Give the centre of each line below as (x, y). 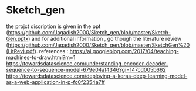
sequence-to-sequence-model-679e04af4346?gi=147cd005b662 (86, 69)
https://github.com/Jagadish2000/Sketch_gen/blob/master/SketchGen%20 (99, 45)
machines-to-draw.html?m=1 (41, 57)
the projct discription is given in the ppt (53, 26)
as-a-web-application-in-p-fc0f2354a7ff (56, 82)
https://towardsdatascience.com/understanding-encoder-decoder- (87, 63)
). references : (51, 51)
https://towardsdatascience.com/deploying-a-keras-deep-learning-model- (97, 76)
